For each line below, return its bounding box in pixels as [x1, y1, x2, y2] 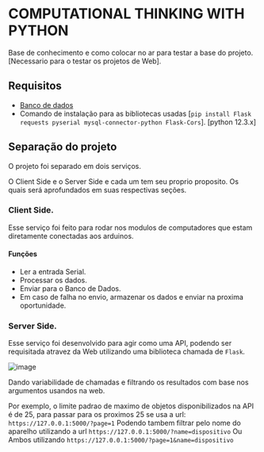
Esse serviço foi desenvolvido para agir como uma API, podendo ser [8, 339, 232, 348]
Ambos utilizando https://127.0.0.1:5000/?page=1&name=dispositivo [8, 435, 234, 445]
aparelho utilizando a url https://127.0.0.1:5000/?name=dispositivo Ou [8, 427, 243, 436]
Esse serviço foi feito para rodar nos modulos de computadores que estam [8, 223, 253, 232]
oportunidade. [19, 301, 67, 310]
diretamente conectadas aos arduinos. [8, 231, 134, 240]
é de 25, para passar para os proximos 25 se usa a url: [8, 410, 186, 419]
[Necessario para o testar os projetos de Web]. [8, 56, 162, 66]
